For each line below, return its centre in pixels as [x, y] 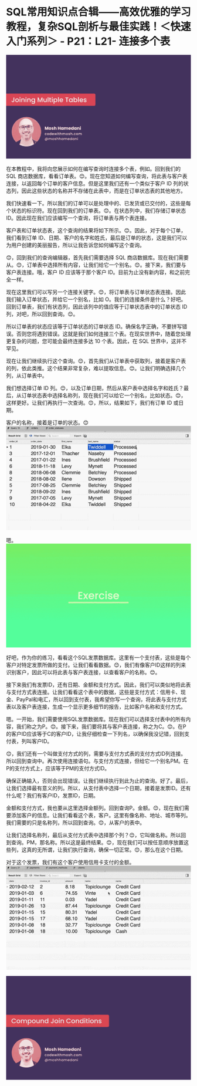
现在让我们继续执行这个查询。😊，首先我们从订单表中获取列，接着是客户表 [96, 361]
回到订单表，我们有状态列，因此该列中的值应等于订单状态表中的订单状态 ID [97, 307]
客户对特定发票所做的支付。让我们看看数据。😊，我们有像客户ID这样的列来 [96, 665]
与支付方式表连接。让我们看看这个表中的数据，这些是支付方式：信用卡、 [93, 692]
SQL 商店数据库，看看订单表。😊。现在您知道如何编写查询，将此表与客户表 [97, 176]
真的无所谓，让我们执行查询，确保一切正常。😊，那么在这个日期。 [106, 850]
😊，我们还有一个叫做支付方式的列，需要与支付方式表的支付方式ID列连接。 [96, 754]
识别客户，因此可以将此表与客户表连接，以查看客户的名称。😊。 [83, 672]
